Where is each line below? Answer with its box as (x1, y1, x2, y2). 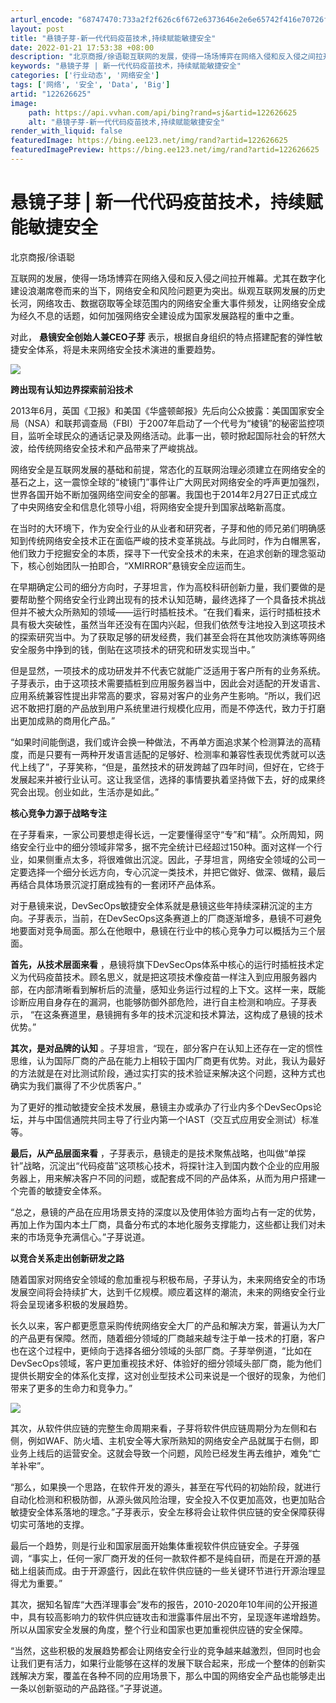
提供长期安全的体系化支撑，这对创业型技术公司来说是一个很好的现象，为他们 (10, 1369, 326, 1381)
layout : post (10, 24, 65, 34)
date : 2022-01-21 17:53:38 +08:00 (10, 42, 155, 53)
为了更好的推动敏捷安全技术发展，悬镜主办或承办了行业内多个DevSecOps (10, 1101, 313, 1113)
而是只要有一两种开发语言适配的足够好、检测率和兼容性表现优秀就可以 (27, 748, 317, 760)
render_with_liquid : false (10, 126, 123, 136)
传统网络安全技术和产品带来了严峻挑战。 (36, 442, 203, 454)
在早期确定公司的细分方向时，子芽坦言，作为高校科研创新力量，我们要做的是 (10, 581, 326, 593)
